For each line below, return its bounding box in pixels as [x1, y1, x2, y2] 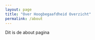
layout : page [5, 7, 32, 12]
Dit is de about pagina [5, 30, 50, 36]
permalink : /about [5, 16, 43, 21]
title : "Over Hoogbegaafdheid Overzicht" [5, 12, 92, 17]
